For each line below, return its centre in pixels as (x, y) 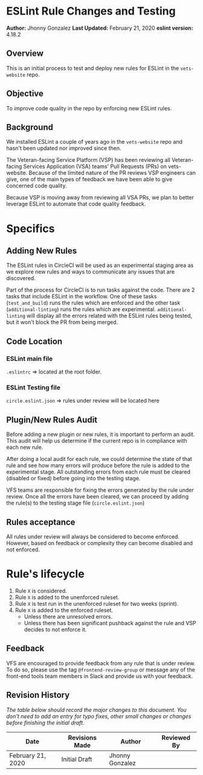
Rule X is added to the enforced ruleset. (64, 610)
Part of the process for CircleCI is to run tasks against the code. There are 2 (101, 290)
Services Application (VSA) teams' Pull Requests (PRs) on (95, 166)
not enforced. (23, 549)
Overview (25, 54)
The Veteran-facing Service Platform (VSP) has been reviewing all (88, 160)
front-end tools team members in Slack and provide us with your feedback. (100, 676)
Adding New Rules (42, 251)
